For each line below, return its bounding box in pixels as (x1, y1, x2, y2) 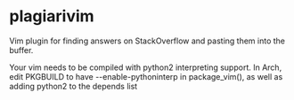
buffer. (9, 44, 34, 55)
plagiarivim (9, 6, 95, 27)
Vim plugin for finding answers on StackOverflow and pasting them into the (9, 35, 286, 46)
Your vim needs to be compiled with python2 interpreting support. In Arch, (9, 62, 282, 73)
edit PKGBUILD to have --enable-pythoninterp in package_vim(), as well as (9, 71, 283, 81)
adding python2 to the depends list (9, 81, 138, 91)
